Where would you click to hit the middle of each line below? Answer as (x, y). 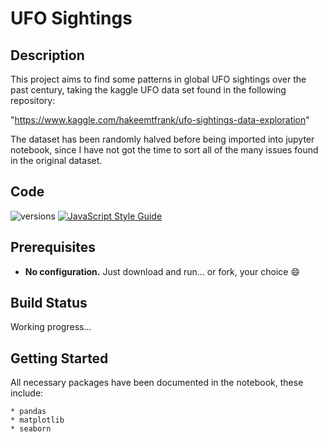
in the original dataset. (56, 160)
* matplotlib (37, 420)
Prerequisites (53, 247)
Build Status (49, 303)
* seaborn (31, 429)
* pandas (28, 412)
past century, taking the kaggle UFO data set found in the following (148, 90)
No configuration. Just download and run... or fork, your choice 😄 (162, 271)
